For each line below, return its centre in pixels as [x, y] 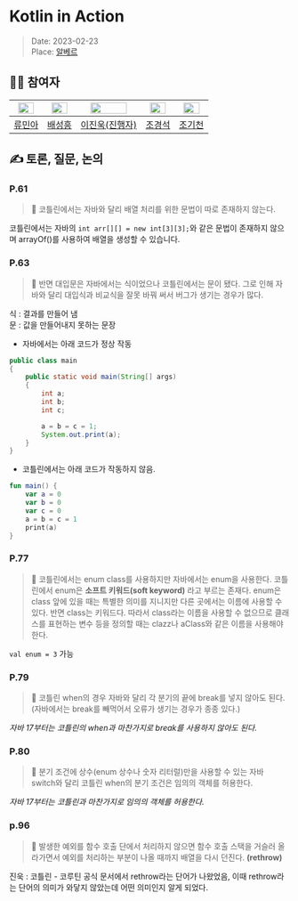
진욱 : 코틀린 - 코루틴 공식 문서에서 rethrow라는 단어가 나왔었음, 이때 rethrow [143, 876]
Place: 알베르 [54, 52]
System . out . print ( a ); [81, 434]
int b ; [53, 402]
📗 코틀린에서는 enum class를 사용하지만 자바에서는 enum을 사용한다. [151, 579]
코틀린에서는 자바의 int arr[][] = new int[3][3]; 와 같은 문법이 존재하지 [139, 228]
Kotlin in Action [67, 16]
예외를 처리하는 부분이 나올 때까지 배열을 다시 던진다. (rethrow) [172, 857]
